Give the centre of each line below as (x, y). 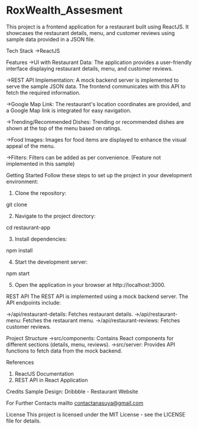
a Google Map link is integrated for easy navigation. (69, 110)
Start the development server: (51, 262)
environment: (22, 181)
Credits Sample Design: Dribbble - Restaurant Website (72, 391)
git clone (17, 204)
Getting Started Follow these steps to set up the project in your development (99, 175)
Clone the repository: (40, 193)
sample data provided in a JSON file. (51, 39)
